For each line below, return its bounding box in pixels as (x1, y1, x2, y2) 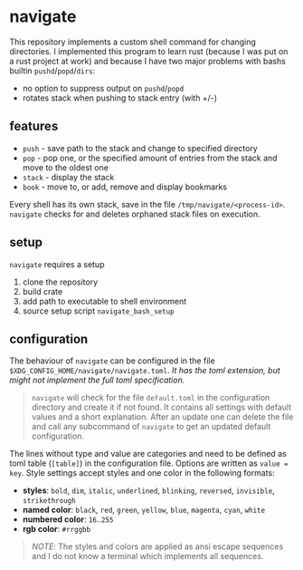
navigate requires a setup (9, 258, 105, 269)
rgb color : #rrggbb (22, 524, 91, 535)
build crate (22, 285, 63, 296)
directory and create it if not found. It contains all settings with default (31, 401, 292, 413)
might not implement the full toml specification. (9, 374, 185, 386)
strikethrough (22, 497, 76, 506)
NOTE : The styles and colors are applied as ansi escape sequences (31, 541, 284, 552)
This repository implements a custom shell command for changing (9, 36, 256, 47)
